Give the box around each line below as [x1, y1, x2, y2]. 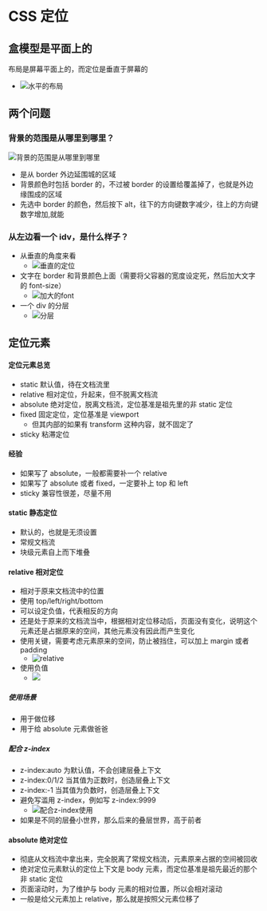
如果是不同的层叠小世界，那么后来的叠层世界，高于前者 [19, 815, 202, 825]
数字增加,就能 [19, 209, 65, 219]
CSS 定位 [8, 7, 69, 26]
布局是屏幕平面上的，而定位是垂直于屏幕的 [8, 65, 148, 73]
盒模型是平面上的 [8, 42, 92, 55]
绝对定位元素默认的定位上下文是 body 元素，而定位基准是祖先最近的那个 [19, 864, 257, 874]
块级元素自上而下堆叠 [19, 547, 90, 557]
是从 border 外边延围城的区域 [19, 169, 116, 179]
